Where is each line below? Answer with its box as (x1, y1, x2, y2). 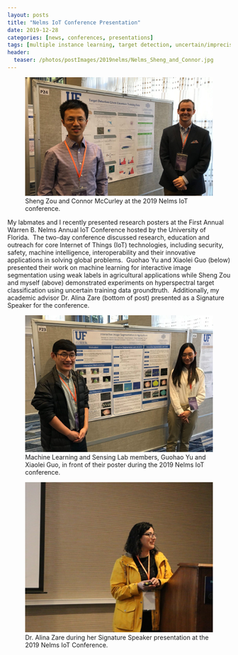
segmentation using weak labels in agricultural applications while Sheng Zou (7, 271, 231, 279)
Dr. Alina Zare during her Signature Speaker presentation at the (25, 633, 209, 642)
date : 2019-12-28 (7, 26, 59, 33)
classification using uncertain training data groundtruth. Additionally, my (7, 286, 220, 294)
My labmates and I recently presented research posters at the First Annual (7, 217, 225, 227)
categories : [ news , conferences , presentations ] (7, 34, 154, 41)
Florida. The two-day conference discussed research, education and (7, 233, 210, 242)
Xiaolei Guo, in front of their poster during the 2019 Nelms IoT (25, 460, 205, 469)
